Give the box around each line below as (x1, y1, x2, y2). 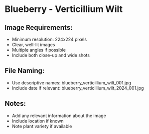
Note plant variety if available (11, 123, 72, 129)
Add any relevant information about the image (11, 113, 107, 119)
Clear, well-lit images (11, 42, 55, 48)
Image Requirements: (4, 23, 73, 32)
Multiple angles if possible (11, 47, 66, 53)
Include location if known (11, 118, 64, 124)
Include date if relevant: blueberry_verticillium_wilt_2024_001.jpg (11, 85, 144, 91)
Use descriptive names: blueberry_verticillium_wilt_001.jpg (11, 79, 132, 85)
